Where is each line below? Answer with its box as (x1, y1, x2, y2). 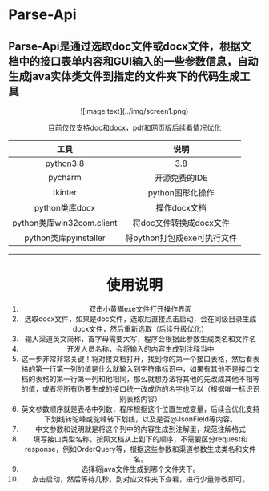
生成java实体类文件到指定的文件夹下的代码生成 (8, 70, 240, 83)
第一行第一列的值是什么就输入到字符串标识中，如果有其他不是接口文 (34, 364, 260, 373)
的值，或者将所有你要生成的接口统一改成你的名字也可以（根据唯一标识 (21, 384, 253, 393)
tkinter (52, 187, 78, 198)
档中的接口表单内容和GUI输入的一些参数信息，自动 (8, 54, 259, 68)
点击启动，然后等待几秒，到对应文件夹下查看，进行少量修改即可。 (31, 474, 250, 484)
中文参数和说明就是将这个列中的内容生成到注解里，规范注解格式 (34, 424, 246, 433)
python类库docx (34, 203, 96, 213)
